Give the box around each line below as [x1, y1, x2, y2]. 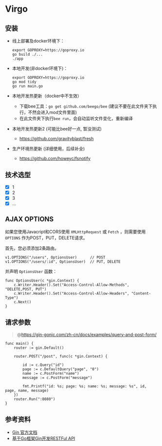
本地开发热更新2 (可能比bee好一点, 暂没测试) [12, 126, 102, 131]
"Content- [131, 291, 151, 296]
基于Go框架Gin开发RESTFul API [12, 435, 75, 441]
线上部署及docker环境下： [12, 38, 65, 43]
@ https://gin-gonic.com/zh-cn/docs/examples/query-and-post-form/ [17, 331, 157, 338]
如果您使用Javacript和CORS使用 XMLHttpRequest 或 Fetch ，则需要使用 [5, 229, 146, 234]
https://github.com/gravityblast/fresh [19, 136, 94, 141]
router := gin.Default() [14, 345, 64, 350]
